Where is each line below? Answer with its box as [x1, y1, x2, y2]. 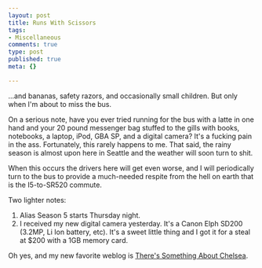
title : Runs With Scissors [8, 19, 96, 27]
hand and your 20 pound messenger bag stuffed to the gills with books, [8, 123, 240, 132]
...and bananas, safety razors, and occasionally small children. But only [8, 91, 238, 101]
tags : [8, 26, 26, 34]
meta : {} [8, 63, 37, 71]
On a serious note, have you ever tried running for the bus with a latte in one [8, 115, 255, 124]
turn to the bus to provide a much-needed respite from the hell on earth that [8, 171, 254, 181]
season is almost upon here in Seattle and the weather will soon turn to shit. [8, 148, 253, 157]
